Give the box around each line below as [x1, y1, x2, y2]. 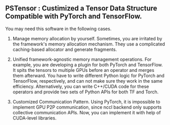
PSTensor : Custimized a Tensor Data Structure [5, 4, 157, 13]
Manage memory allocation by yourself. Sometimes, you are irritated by [12, 35, 162, 41]
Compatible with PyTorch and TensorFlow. [5, 12, 142, 21]
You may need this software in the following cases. [5, 26, 112, 32]
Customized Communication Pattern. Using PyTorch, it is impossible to [12, 98, 161, 105]
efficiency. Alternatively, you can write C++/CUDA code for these [12, 83, 149, 89]
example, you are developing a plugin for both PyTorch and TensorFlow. [12, 61, 163, 68]
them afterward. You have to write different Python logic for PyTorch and [12, 72, 165, 79]
